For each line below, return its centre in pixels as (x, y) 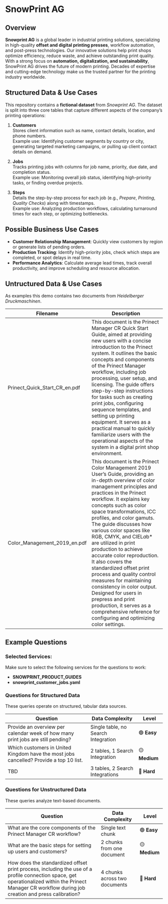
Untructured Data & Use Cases (54, 284)
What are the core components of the (52, 827)
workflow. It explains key (121, 499)
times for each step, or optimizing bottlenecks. (60, 213)
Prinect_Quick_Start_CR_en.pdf (44, 388)
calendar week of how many (41, 733)
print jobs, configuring (118, 403)
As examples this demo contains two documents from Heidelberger (74, 296)
